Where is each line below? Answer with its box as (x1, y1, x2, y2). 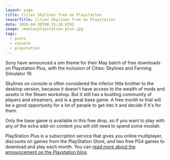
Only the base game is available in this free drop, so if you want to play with (5, 117, 165, 123)
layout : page (5, 7, 33, 13)
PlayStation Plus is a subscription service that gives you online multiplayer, (5, 132, 163, 139)
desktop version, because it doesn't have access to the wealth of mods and (5, 85, 165, 92)
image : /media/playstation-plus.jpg (5, 27, 83, 32)
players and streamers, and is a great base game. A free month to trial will (5, 97, 161, 103)
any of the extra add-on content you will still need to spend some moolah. (5, 123, 161, 129)
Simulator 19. (5, 70, 33, 77)
